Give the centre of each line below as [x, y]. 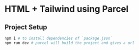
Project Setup [26, 27]
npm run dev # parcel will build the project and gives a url [69, 43]
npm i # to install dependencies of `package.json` [58, 38]
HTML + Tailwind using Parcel [67, 9]
